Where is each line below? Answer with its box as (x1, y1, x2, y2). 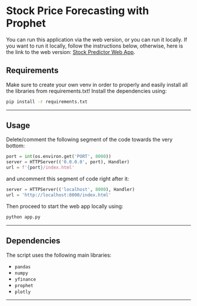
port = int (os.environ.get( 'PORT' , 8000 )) (6, 154, 111, 160)
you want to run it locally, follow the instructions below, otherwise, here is (6, 42, 184, 49)
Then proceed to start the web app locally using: (6, 203, 124, 210)
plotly (14, 289, 31, 295)
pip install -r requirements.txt (6, 99, 88, 105)
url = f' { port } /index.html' (6, 164, 75, 171)
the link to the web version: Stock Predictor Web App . (6, 48, 135, 55)
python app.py (6, 214, 41, 220)
